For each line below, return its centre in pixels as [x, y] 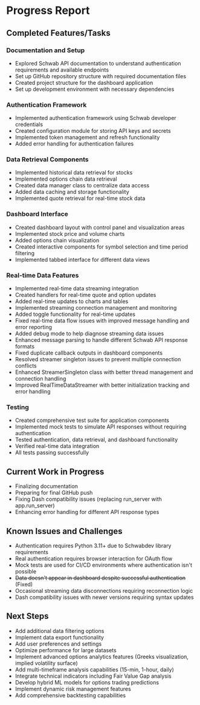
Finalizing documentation [47, 486]
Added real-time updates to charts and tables [72, 301]
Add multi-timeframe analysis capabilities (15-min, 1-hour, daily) [94, 669]
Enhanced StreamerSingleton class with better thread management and [104, 372]
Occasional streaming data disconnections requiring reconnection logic [104, 590]
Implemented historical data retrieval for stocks [74, 173]
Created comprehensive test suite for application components [92, 420]
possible [26, 571]
